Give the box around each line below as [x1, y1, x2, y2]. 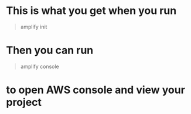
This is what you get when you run [6, 4, 177, 17]
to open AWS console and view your [6, 83, 186, 97]
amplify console [20, 63, 60, 70]
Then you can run [6, 44, 94, 57]
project [6, 96, 42, 109]
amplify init [20, 23, 47, 30]
